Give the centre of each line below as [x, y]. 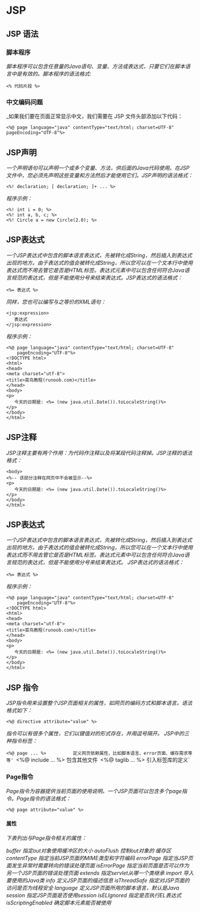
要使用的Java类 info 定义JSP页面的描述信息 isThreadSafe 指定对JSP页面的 [98, 880]
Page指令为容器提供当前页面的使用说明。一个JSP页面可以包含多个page [94, 791]
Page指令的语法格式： [44, 798]
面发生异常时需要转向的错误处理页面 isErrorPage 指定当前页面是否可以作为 [98, 865]
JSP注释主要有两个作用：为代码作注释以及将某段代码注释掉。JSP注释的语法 [99, 452]
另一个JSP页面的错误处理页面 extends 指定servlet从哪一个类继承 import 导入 [100, 873]
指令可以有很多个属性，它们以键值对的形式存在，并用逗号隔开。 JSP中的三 [98, 733]
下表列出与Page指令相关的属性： [47, 838]
